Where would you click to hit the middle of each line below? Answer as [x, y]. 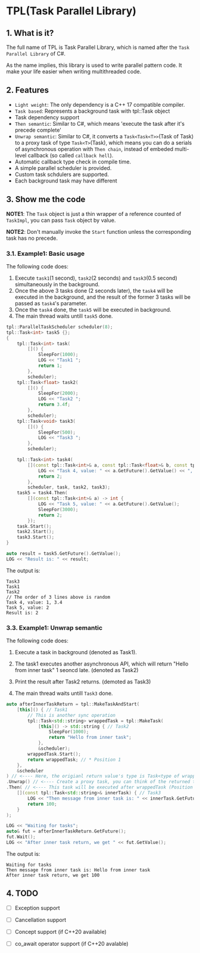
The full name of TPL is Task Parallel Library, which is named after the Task [98, 47]
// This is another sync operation [72, 715]
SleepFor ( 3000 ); [58, 509]
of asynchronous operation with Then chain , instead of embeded [94, 149]
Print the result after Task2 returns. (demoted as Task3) [83, 682]
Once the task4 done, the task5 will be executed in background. [93, 310]
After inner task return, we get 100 [53, 875]
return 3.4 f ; [54, 405]
